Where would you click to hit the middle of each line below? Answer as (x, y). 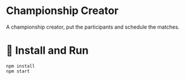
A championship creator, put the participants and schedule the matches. (93, 27)
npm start (18, 71)
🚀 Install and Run (47, 51)
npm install (20, 66)
